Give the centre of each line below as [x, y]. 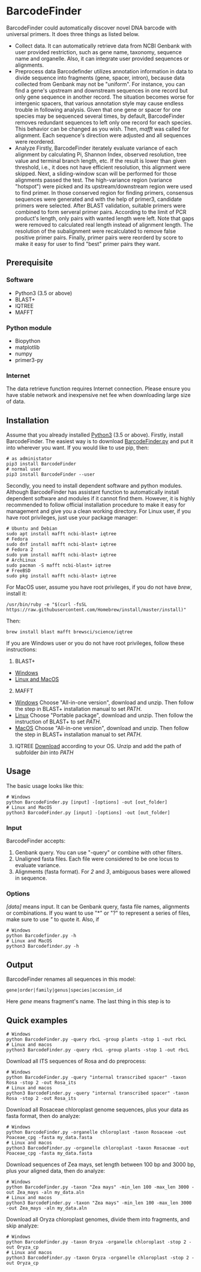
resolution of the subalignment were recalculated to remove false [95, 231]
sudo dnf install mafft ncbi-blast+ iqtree [61, 545]
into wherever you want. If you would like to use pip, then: [78, 448]
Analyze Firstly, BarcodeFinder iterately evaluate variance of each [96, 148]
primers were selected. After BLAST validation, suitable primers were [100, 205]
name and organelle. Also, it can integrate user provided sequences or [102, 58]
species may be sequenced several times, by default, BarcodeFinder [100, 116]
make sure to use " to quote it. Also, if [53, 920]
